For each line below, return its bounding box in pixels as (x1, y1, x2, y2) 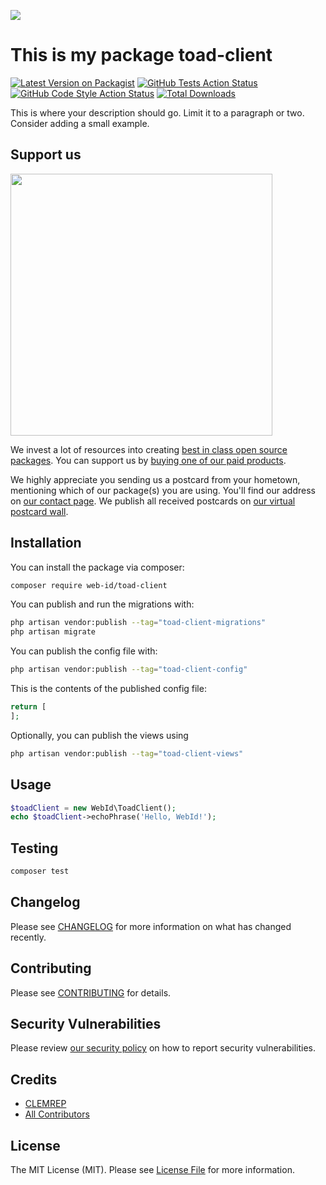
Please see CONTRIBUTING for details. (10, 986, 172, 999)
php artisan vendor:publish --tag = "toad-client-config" (10, 665, 248, 675)
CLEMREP (24, 1098, 67, 1110)
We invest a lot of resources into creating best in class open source (10, 443, 288, 455)
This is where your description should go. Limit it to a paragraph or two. (10, 106, 305, 119)
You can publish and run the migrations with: (10, 598, 195, 610)
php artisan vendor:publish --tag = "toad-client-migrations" (10, 618, 267, 628)
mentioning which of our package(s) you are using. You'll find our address (10, 484, 316, 496)
